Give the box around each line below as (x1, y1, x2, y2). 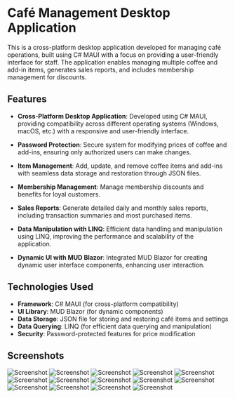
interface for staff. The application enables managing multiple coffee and (7, 58, 218, 66)
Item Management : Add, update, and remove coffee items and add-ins (17, 161, 223, 170)
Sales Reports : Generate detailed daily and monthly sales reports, (17, 204, 208, 212)
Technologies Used (7, 281, 93, 293)
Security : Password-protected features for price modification (17, 329, 196, 338)
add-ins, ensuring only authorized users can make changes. (17, 147, 192, 156)
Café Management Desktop (7, 5, 170, 21)
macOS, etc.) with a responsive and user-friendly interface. (17, 126, 189, 135)
